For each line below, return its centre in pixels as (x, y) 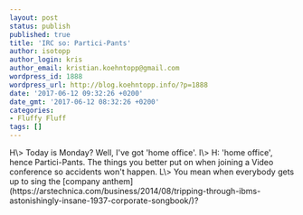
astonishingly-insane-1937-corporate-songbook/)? (104, 201)
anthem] (118, 181)
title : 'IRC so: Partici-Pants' (70, 43)
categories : (32, 110)
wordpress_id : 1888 (46, 77)
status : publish (40, 26)
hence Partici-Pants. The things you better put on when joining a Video (142, 162)
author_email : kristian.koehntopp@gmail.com (95, 69)
